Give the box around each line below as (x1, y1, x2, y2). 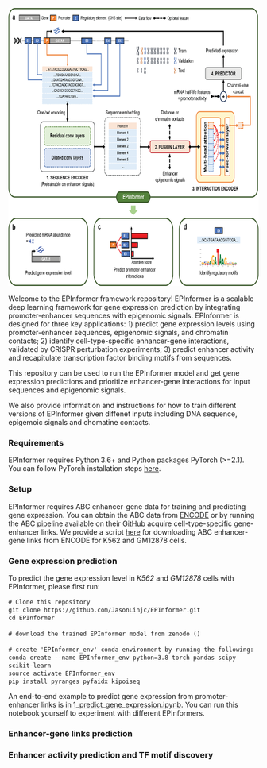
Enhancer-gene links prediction (8, 727, 133, 739)
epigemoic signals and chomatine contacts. (8, 418, 151, 426)
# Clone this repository (8, 598, 91, 606)
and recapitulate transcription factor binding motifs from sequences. (8, 353, 232, 362)
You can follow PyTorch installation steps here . (8, 464, 161, 473)
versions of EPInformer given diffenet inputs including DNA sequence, (8, 409, 238, 419)
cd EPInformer (8, 614, 56, 622)
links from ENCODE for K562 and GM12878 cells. (26, 535, 187, 545)
